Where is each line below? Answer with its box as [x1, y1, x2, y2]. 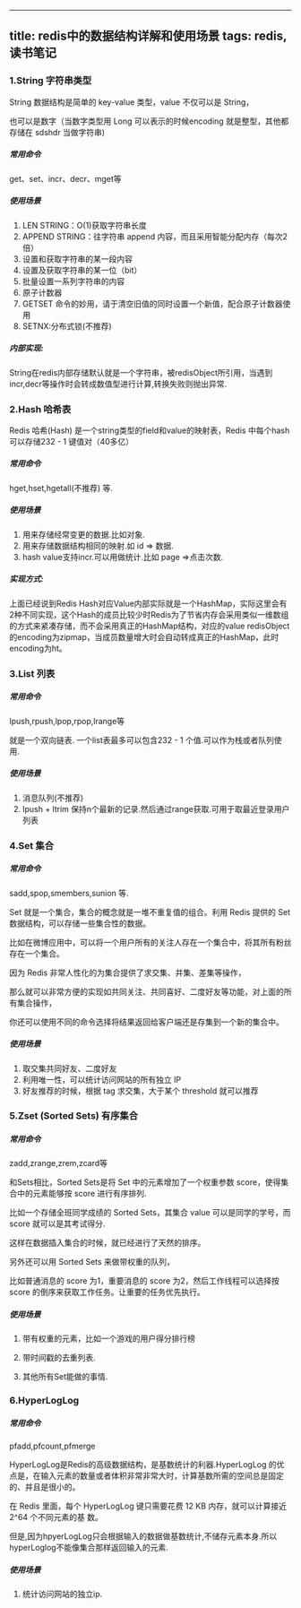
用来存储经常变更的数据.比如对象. [21, 529, 145, 540]
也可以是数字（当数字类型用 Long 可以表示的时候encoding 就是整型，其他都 [9, 116, 289, 126]
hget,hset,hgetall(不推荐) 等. [9, 482, 114, 493]
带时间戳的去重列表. [21, 1353, 96, 1363]
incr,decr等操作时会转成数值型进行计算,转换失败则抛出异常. [9, 378, 228, 389]
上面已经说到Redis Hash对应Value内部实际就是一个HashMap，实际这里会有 [9, 598, 288, 609]
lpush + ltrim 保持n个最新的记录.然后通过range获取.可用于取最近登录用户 [21, 803, 290, 814]
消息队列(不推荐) [21, 792, 84, 803]
